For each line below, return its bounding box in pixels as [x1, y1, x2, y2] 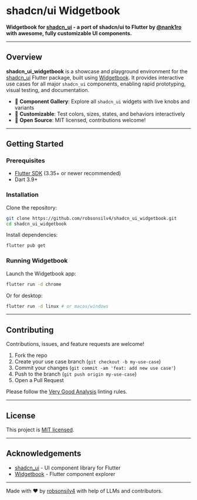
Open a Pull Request [14, 377, 64, 384]
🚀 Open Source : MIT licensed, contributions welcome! [14, 116, 146, 124]
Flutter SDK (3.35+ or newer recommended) [14, 170, 121, 177]
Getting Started [6, 139, 64, 149]
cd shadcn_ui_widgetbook [6, 221, 67, 227]
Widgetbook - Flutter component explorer [14, 470, 116, 477]
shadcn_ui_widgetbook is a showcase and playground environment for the [6, 67, 188, 74]
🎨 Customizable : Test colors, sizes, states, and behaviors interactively [14, 110, 185, 117]
